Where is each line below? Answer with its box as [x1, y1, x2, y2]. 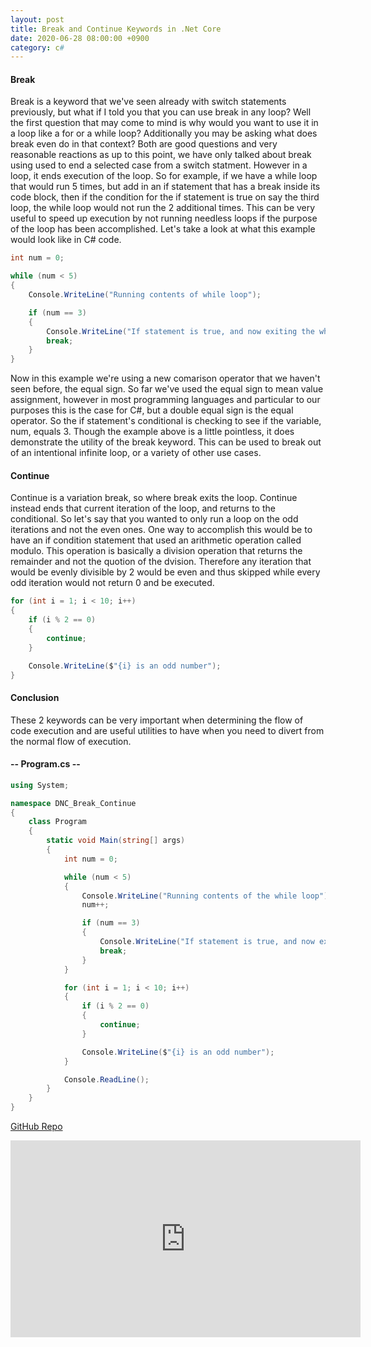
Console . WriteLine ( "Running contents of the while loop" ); [81, 891, 333, 901]
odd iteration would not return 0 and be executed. [10, 577, 215, 589]
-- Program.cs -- [10, 758, 81, 770]
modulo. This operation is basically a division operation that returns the [10, 545, 303, 557]
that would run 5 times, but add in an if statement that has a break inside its [10, 181, 321, 193]
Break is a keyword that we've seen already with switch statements [10, 96, 287, 108]
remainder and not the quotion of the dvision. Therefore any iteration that [10, 556, 312, 568]
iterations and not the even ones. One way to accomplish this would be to [10, 524, 313, 536]
